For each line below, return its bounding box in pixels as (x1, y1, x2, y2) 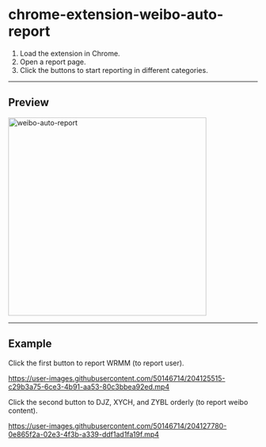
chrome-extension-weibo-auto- (8, 6, 224, 24)
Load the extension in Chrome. (19, 48, 120, 58)
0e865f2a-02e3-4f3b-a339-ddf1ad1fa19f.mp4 (8, 430, 160, 439)
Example (8, 337, 52, 350)
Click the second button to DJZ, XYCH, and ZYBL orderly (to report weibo (8, 397, 249, 407)
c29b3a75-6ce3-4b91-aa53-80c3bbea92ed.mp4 (8, 382, 170, 392)
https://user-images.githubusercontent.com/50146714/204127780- (8, 421, 227, 430)
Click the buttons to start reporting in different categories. (19, 65, 208, 74)
